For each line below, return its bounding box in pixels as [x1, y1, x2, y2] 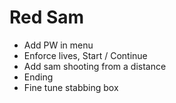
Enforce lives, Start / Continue [23, 49, 148, 61]
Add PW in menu [23, 39, 94, 51]
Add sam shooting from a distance [23, 60, 167, 72]
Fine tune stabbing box [23, 81, 119, 93]
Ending [23, 71, 54, 83]
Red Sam [9, 6, 85, 29]
